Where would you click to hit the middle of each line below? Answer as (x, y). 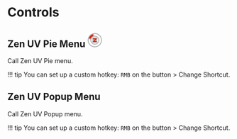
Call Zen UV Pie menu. (40, 61)
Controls (33, 12)
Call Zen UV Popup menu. (45, 113)
